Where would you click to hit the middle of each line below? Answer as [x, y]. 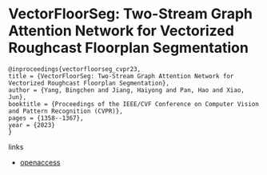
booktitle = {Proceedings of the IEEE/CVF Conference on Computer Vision [134, 104]
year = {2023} [32, 125]
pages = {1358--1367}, [46, 118]
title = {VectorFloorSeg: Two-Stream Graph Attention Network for [121, 76]
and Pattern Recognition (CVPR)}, [66, 111]
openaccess [40, 162]
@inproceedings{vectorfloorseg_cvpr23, [75, 69]
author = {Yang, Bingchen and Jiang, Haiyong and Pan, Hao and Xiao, [127, 90]
